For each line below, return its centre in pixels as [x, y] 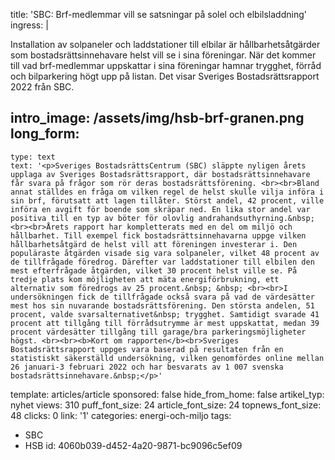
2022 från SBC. [42, 87]
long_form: [45, 134]
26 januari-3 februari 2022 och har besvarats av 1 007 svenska [147, 367]
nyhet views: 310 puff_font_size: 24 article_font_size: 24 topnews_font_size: [166, 405]
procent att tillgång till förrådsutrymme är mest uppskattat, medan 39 [165, 323]
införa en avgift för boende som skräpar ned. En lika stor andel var [160, 209]
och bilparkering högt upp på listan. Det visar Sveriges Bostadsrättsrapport [165, 76]
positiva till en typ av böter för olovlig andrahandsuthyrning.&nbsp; [162, 218]
